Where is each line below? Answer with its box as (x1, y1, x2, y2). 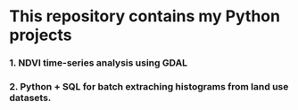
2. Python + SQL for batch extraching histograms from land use (9, 81, 289, 93)
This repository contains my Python (9, 6, 281, 27)
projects (9, 25, 73, 45)
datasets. (9, 91, 52, 104)
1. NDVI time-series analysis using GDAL (9, 57, 188, 69)
